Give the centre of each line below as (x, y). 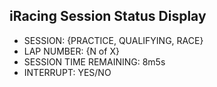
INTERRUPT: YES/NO (67, 72)
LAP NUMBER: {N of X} (71, 51)
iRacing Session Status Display (108, 16)
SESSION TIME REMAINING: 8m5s (94, 61)
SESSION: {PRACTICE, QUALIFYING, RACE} (113, 40)
